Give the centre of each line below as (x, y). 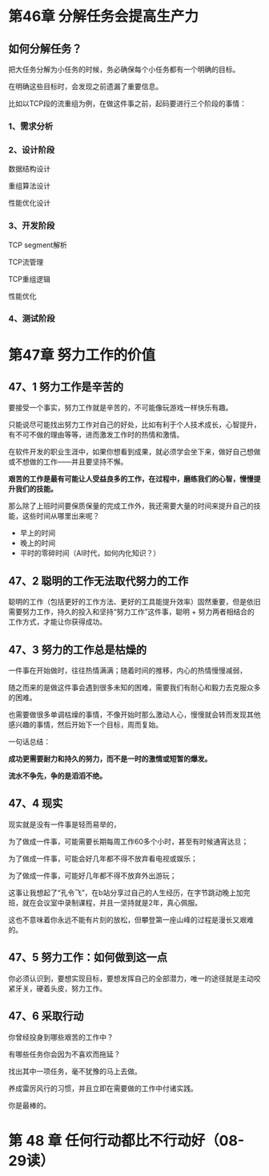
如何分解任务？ (45, 49)
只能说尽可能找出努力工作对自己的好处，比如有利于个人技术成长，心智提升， (134, 425)
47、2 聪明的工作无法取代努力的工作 (98, 581)
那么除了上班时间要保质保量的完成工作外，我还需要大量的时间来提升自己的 (131, 506)
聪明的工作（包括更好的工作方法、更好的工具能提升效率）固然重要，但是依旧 (134, 602)
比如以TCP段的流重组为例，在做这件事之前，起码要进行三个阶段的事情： (127, 104)
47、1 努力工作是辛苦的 (66, 387)
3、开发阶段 (32, 226)
